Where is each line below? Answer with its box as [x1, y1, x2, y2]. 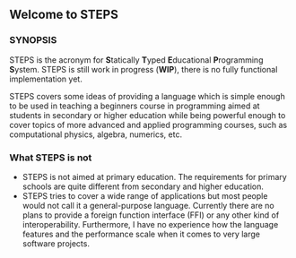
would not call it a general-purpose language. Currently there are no [22, 200, 275, 211]
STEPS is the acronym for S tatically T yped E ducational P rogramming [9, 54, 264, 65]
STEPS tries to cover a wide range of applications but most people [22, 190, 268, 201]
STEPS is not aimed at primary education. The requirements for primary [22, 171, 287, 182]
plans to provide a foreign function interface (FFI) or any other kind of [22, 210, 280, 220]
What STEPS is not [9, 151, 92, 164]
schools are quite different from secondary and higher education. [22, 181, 265, 192]
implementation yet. [9, 73, 83, 84]
